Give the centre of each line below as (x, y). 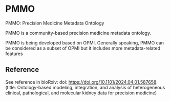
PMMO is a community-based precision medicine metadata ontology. (78, 33)
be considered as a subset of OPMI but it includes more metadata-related (83, 48)
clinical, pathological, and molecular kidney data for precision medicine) (81, 93)
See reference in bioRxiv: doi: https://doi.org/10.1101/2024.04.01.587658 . (81, 82)
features (14, 54)
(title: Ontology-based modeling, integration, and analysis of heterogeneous (85, 87)
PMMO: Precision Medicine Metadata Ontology (55, 23)
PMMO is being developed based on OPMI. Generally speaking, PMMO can (85, 43)
